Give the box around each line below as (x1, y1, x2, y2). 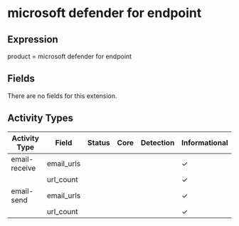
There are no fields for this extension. (7, 91, 117, 100)
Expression (7, 33, 58, 45)
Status (87, 137, 110, 147)
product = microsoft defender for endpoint (7, 52, 132, 60)
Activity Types (7, 112, 73, 124)
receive (11, 163, 36, 173)
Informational (181, 137, 228, 147)
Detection (140, 137, 175, 147)
